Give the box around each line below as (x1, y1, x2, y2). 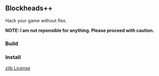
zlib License (5, 65, 30, 71)
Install (5, 53, 21, 60)
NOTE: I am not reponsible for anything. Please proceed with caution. (5, 27, 154, 33)
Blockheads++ (5, 4, 53, 13)
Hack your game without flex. (5, 17, 67, 23)
